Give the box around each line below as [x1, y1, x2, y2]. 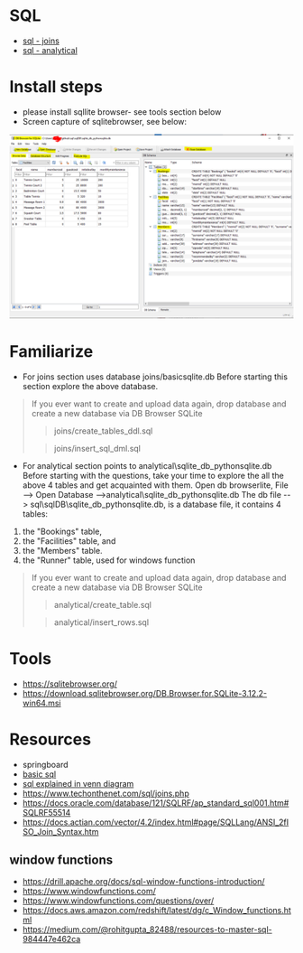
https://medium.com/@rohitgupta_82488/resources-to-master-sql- [22, 924, 272, 935]
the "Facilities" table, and [22, 535, 116, 547]
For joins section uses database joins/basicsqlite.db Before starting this [22, 371, 289, 382]
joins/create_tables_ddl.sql [53, 425, 153, 436]
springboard [22, 759, 69, 770]
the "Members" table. [22, 545, 103, 556]
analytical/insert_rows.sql [53, 616, 150, 628]
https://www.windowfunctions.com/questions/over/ [22, 895, 215, 906]
